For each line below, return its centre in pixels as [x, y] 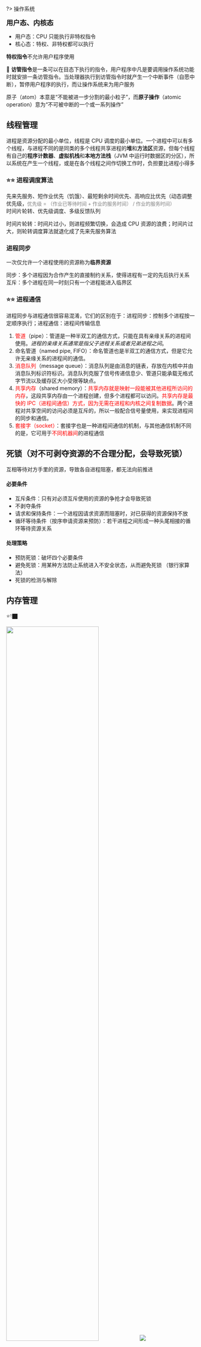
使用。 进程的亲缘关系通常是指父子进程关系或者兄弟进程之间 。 [91, 343]
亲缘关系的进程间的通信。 [57, 358]
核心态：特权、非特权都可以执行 [54, 44]
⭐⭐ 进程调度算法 [30, 180]
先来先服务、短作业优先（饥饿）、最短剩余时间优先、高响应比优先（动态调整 [99, 196]
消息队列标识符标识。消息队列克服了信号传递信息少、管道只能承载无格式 [104, 373]
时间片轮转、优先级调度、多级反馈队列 [53, 211]
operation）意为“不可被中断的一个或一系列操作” [65, 104]
